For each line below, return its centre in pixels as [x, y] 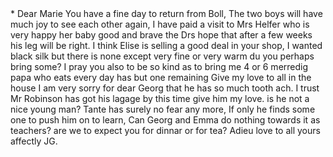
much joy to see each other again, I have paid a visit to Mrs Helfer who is [160, 24]
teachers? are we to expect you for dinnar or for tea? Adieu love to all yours [165, 130]
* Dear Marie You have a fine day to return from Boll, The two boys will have [166, 13]
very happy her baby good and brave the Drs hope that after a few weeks [161, 35]
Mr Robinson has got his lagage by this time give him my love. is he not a [160, 98]
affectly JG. [34, 141]
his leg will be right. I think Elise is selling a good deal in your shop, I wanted [166, 45]
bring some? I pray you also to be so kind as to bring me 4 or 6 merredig [159, 66]
